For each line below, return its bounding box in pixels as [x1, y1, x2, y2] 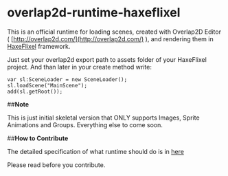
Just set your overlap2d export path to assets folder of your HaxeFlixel [7, 55, 207, 63]
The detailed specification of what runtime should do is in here [7, 147, 184, 155]
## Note [7, 100, 30, 108]
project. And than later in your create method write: [7, 63, 152, 71]
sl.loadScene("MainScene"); [7, 82, 88, 89]
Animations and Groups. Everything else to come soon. [7, 120, 163, 129]
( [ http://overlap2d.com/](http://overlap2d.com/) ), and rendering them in [7, 34, 214, 43]
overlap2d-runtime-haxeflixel [7, 5, 181, 21]
